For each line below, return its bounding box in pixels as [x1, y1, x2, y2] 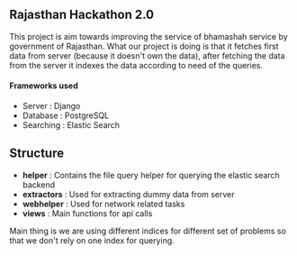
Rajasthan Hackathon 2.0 [9, 7, 155, 23]
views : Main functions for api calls [22, 207, 153, 219]
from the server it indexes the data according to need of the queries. [9, 59, 264, 70]
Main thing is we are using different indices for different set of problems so [9, 225, 286, 236]
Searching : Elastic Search [22, 120, 120, 131]
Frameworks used [9, 80, 78, 91]
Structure [9, 146, 65, 161]
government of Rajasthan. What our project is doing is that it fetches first [9, 41, 279, 51]
